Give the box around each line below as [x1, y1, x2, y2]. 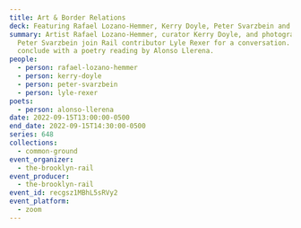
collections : [9, 138, 58, 147]
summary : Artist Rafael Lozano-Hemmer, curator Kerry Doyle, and [9, 30, 258, 39]
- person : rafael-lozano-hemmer [17, 64, 139, 73]
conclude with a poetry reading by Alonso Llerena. [17, 47, 215, 56]
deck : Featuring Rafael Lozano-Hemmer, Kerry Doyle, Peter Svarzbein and [9, 22, 291, 31]
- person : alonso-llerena [17, 105, 115, 114]
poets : [9, 96, 34, 106]
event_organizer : [9, 154, 74, 164]
